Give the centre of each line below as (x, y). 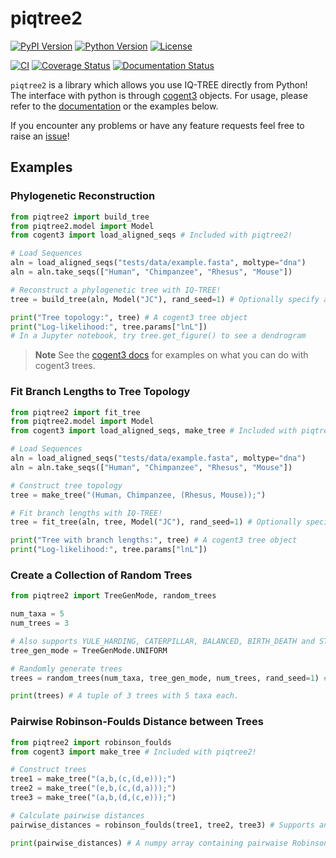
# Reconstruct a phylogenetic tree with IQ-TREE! (116, 290)
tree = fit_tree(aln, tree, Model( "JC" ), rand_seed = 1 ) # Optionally (156, 522)
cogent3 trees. (65, 366)
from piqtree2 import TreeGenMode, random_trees (113, 596)
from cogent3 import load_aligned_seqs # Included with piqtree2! (151, 235)
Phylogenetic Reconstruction (83, 196)
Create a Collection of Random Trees (101, 575)
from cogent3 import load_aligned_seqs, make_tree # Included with (154, 431)
